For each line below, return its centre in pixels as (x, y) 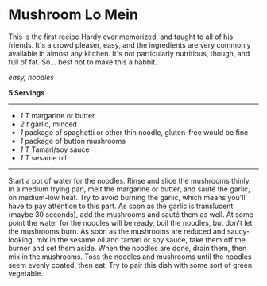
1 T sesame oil (43, 157)
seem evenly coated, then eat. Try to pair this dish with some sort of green (130, 265)
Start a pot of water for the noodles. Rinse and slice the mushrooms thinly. (130, 180)
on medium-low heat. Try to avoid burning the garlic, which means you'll (127, 197)
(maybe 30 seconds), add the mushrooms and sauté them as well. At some (131, 214)
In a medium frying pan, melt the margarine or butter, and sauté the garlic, (129, 189)
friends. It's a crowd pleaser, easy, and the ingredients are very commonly (130, 44)
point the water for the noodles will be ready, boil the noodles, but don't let (130, 222)
